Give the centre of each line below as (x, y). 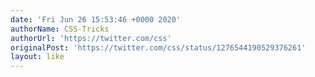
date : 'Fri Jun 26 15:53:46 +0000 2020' (96, 19)
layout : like (37, 57)
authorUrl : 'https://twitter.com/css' (91, 38)
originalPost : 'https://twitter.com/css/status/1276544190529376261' (158, 47)
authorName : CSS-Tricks (60, 29)
